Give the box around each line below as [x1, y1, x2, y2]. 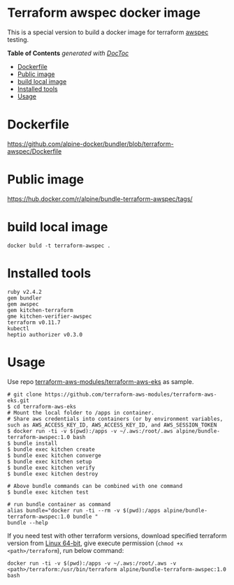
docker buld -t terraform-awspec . [7, 242, 111, 249]
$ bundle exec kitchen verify [7, 464, 96, 471]
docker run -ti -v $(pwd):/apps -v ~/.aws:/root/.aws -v [7, 560, 177, 567]
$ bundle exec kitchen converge [7, 452, 101, 459]
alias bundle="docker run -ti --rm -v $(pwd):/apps [7, 507, 161, 514]
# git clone [7, 391, 42, 398]
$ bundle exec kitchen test [7, 489, 89, 496]
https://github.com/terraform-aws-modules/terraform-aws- [44, 391, 217, 398]
